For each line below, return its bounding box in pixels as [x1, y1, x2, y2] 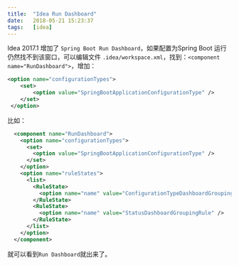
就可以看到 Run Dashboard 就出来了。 [7, 249, 112, 258]
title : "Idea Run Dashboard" [7, 10, 97, 18]
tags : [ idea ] [7, 23, 53, 31]
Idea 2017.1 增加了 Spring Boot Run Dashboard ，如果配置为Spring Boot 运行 [7, 44, 227, 53]
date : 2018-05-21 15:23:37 [7, 17, 94, 24]
